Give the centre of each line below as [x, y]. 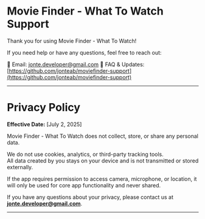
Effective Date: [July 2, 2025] [44, 124]
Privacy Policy [44, 108]
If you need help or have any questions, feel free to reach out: [84, 52]
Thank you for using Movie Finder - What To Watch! [72, 41]
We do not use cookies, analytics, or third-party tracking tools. [85, 154]
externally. [20, 167]
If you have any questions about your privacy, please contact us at [90, 197]
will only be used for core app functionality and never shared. [84, 185]
